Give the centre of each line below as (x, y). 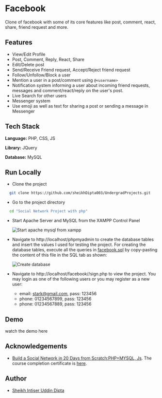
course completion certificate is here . (49, 363)
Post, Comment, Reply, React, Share (48, 59)
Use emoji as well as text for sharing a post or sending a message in (80, 106)
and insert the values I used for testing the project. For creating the (79, 245)
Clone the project (29, 184)
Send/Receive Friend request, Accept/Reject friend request (71, 70)
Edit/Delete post (28, 64)
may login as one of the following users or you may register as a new (81, 279)
